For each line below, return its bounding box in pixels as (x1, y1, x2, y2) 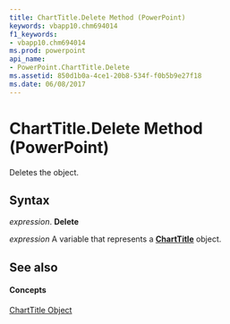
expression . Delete (9, 217, 79, 227)
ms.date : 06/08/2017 (9, 80, 87, 89)
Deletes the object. (9, 166, 79, 177)
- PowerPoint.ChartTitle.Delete (9, 64, 130, 72)
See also (9, 260, 58, 275)
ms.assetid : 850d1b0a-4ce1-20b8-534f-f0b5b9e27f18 (9, 72, 202, 81)
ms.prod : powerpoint (9, 47, 87, 55)
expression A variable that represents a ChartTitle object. (9, 234, 222, 244)
